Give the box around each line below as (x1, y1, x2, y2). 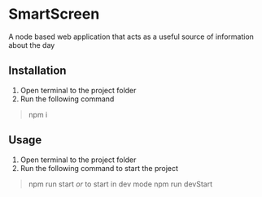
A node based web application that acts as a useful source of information (8, 32, 255, 41)
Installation (8, 64, 67, 78)
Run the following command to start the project (20, 163, 179, 173)
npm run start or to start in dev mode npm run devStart (28, 179, 213, 189)
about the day (8, 40, 55, 49)
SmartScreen (8, 5, 100, 24)
